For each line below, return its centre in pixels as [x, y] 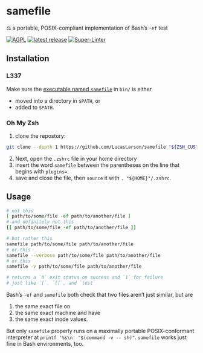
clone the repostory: [40, 136]
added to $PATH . [34, 107]
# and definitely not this [40, 222]
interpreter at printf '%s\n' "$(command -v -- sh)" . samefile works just [97, 337]
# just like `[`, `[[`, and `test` [51, 283]
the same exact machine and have [58, 313]
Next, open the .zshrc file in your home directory [76, 158]
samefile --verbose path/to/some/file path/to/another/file [84, 255]
